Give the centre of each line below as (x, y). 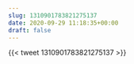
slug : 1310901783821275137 (53, 15)
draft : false (30, 30)
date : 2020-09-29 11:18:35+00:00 (63, 23)
